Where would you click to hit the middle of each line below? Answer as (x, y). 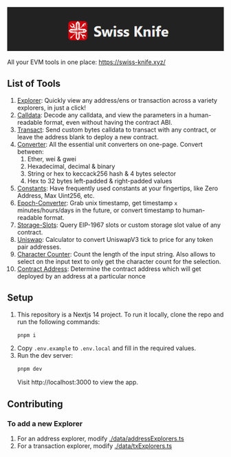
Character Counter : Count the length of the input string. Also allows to (116, 254)
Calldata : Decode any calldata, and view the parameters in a (102, 115)
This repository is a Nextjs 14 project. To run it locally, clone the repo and (120, 314)
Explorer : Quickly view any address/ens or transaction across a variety (117, 100)
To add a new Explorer (45, 423)
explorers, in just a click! (51, 108)
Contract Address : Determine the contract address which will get (109, 269)
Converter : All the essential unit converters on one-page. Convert (110, 144)
